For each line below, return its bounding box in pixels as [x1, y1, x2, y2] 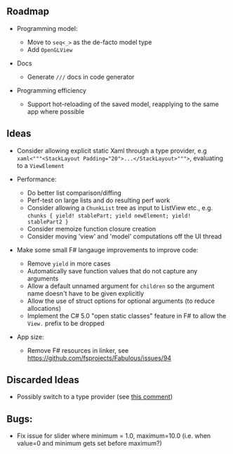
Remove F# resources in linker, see [27, 346, 129, 354]
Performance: [16, 175, 57, 183]
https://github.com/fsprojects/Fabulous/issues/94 [27, 354, 172, 362]
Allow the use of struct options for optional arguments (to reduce [27, 297, 215, 305]
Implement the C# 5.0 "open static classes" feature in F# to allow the [27, 311, 227, 320]
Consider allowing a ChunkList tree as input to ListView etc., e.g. [27, 203, 213, 212]
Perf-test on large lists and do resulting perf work [27, 196, 171, 205]
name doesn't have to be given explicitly [27, 289, 145, 297]
